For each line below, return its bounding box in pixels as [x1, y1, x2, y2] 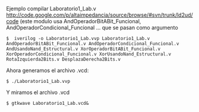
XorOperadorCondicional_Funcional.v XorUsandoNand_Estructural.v [6, 51, 171, 57]
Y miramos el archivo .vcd [6, 89, 70, 96]
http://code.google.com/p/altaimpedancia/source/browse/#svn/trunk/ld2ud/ [6, 11, 193, 18]
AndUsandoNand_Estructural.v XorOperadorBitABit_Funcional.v [6, 46, 161, 52]
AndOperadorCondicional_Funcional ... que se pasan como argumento [6, 24, 178, 31]
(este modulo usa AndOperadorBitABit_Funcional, [20, 18, 141, 24]
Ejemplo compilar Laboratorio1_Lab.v [6, 5, 96, 12]
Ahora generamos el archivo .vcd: [6, 67, 89, 74]
